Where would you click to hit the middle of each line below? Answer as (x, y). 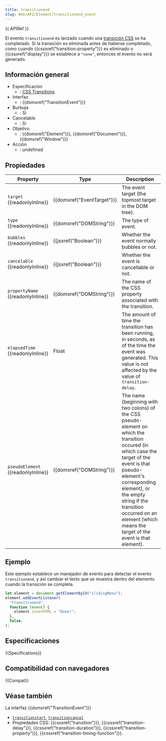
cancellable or (138, 267)
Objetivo (21, 129)
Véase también (29, 696)
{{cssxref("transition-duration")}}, (67, 728)
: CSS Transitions (37, 92)
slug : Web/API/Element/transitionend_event (51, 14)
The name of (137, 282)
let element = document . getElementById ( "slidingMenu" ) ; (64, 593)
